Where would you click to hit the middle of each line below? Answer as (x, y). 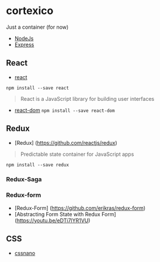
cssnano (25, 253)
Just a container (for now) (37, 27)
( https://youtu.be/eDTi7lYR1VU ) (52, 220)
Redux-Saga (24, 179)
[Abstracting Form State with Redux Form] (65, 214)
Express (24, 45)
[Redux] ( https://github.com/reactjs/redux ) (66, 142)
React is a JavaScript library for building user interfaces (87, 98)
